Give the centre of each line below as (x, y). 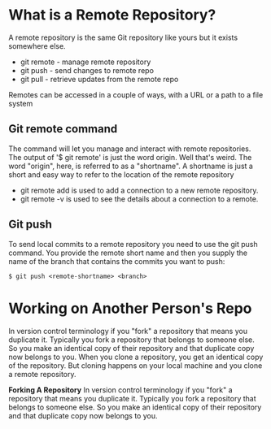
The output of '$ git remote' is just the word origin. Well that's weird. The (130, 157)
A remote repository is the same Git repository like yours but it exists (123, 37)
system (21, 103)
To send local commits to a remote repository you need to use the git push (133, 244)
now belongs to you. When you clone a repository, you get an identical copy (136, 357)
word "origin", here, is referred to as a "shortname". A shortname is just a (131, 166)
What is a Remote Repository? (112, 15)
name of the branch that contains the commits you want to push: (117, 261)
